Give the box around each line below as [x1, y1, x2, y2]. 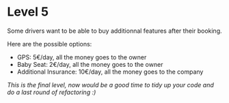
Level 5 [7, 4, 49, 20]
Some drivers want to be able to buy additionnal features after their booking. [7, 27, 222, 35]
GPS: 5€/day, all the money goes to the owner [16, 53, 147, 61]
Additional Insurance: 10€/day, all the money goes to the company [16, 68, 204, 76]
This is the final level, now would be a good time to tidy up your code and [7, 80, 214, 89]
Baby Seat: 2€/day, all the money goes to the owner [16, 60, 163, 68]
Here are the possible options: [7, 40, 92, 48]
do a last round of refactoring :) [7, 88, 96, 96]
